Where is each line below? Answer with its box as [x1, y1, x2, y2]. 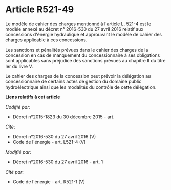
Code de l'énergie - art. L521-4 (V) [12, 139, 86, 145]
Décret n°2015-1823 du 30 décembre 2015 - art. [12, 114, 115, 120]
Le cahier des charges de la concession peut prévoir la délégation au [5, 73, 151, 79]
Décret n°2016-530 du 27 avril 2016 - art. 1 [12, 159, 103, 165]
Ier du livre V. [5, 63, 33, 69]
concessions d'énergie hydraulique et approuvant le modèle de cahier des [5, 31, 162, 37]
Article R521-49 [5, 4, 74, 15]
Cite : [5, 123, 15, 130]
